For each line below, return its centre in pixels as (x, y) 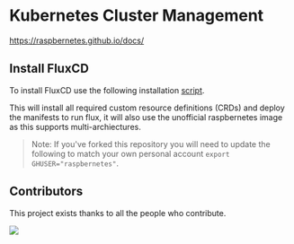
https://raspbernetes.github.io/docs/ (77, 40)
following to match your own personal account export (130, 153)
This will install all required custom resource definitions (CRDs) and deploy (147, 108)
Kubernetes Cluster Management (137, 16)
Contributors (46, 192)
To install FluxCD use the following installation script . (107, 90)
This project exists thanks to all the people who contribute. (118, 213)
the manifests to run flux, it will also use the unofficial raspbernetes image (146, 117)
